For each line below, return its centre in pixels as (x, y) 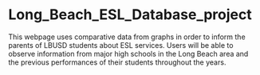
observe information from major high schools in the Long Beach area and (128, 53)
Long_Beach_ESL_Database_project (130, 15)
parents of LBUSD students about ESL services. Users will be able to (121, 45)
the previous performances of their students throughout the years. (117, 62)
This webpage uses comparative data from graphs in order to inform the (127, 37)
